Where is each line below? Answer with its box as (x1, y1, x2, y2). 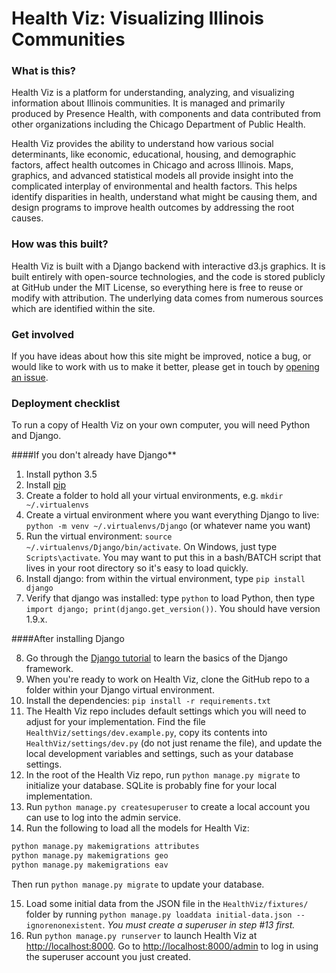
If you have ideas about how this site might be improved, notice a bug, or (11, 350, 312, 362)
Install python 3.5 (25, 468, 98, 481)
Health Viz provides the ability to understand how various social (11, 138, 274, 150)
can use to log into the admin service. (25, 812, 182, 824)
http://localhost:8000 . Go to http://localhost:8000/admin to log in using (25, 940, 319, 952)
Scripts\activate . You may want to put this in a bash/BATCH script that (25, 552, 321, 564)
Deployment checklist (11, 397, 121, 410)
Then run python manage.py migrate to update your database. (11, 878, 265, 890)
